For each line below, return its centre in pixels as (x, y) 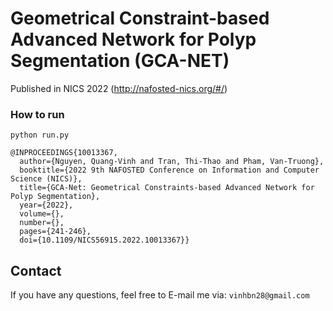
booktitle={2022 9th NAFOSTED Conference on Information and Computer (169, 170)
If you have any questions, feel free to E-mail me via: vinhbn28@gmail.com (160, 295)
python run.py (40, 135)
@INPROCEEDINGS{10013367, (64, 153)
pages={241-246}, (55, 232)
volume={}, (42, 214)
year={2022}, (46, 205)
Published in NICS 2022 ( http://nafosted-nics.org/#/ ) (119, 88)
